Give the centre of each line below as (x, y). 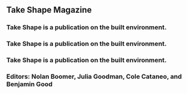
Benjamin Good (30, 84)
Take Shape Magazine (49, 10)
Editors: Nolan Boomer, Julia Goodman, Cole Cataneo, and (94, 77)
